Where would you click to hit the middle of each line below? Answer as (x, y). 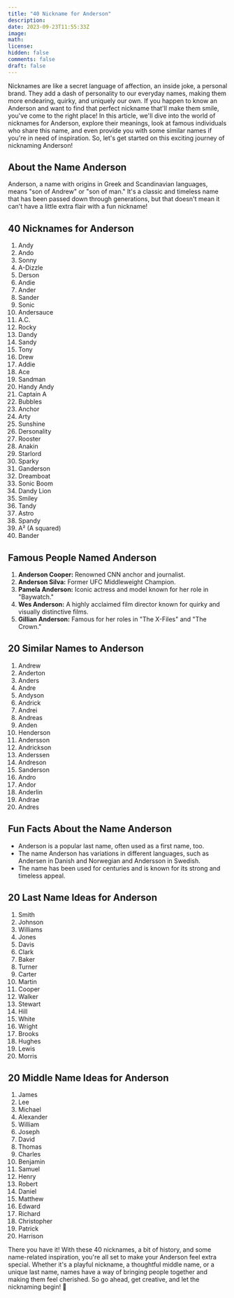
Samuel (29, 1169)
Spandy (29, 521)
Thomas (30, 1147)
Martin (28, 981)
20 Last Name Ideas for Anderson (83, 898)
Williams (30, 930)
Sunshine (31, 424)
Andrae (29, 799)
